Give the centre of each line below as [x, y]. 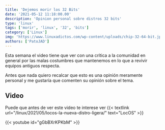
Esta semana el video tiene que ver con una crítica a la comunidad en [75, 55]
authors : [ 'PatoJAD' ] [27, 42]
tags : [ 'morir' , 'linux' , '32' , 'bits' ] [47, 28]
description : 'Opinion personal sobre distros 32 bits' [63, 19]
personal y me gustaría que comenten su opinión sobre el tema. [69, 80]
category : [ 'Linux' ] [26, 32]
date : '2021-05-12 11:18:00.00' [38, 14]
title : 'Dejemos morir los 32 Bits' [42, 10]
